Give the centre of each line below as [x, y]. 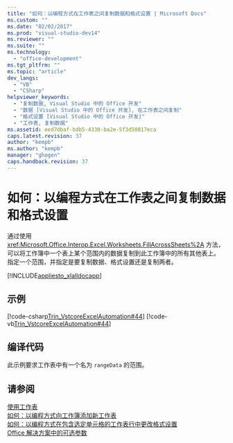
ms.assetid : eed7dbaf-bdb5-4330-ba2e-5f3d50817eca [82, 129]
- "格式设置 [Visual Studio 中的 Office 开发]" [79, 116]
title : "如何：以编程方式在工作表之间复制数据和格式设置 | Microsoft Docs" [107, 13]
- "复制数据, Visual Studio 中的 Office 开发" [78, 104]
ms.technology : [29, 53]
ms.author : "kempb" [35, 149]
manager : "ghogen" [34, 155]
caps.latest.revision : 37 [44, 136]
